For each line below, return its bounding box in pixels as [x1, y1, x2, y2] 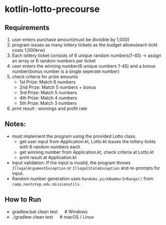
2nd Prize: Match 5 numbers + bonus [19, 84, 96, 90]
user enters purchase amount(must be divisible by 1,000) [11, 36, 130, 42]
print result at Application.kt [19, 154, 77, 160]
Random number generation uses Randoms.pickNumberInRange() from [11, 176, 153, 182]
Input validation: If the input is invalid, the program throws [11, 160, 131, 166]
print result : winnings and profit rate [11, 106, 87, 111]
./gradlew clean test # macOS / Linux [11, 214, 94, 220]
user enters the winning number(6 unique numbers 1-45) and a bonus [11, 63, 156, 69]
